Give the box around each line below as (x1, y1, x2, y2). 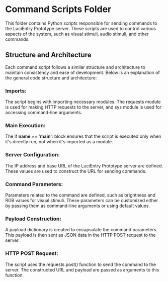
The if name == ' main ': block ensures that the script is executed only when (5, 133, 161, 139)
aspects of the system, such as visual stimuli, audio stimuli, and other (5, 31, 149, 37)
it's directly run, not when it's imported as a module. (5, 139, 113, 145)
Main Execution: (5, 122, 46, 129)
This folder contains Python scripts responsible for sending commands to (5, 20, 157, 26)
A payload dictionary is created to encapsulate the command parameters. (5, 227, 158, 233)
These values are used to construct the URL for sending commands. (5, 168, 147, 174)
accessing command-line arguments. (5, 110, 82, 116)
